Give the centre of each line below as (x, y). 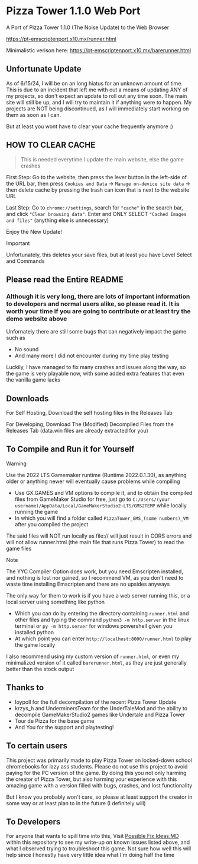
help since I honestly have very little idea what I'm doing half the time (90, 855)
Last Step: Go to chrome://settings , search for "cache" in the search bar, (95, 207)
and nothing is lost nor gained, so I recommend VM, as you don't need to (95, 577)
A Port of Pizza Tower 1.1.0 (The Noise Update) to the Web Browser (88, 27)
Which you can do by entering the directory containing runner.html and (102, 613)
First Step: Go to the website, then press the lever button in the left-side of (97, 177)
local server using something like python (56, 602)
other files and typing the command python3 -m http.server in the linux (102, 620)
